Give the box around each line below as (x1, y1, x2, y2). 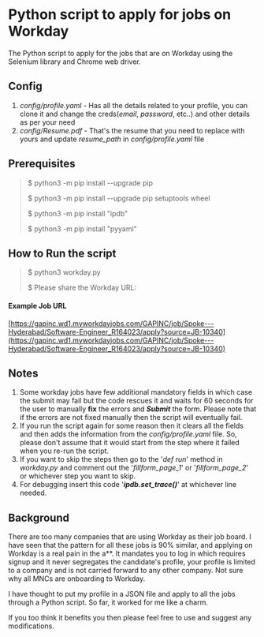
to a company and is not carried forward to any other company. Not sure (8, 566, 244, 575)
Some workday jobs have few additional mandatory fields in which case (19, 388, 253, 397)
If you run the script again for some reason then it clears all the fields (19, 421, 244, 431)
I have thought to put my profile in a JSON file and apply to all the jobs (8, 590, 236, 599)
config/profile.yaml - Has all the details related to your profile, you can (19, 100, 248, 110)
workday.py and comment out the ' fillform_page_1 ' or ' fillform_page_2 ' (19, 463, 249, 473)
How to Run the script (8, 246, 117, 260)
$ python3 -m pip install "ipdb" (27, 208, 128, 218)
